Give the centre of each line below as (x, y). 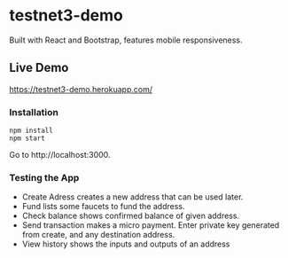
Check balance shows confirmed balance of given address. (131, 216)
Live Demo (39, 68)
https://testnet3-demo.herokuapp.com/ (81, 89)
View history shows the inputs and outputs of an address (126, 244)
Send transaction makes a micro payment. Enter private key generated (151, 225)
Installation (34, 112)
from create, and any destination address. (98, 235)
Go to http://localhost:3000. (60, 155)
